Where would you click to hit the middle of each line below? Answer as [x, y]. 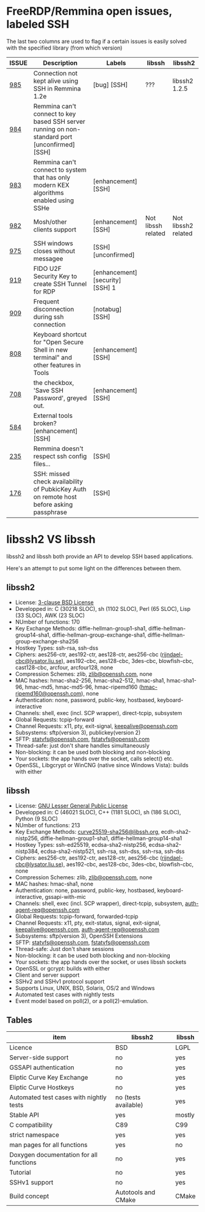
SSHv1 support [31, 1183]
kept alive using [56, 81]
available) [129, 1105]
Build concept [29, 1196]
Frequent [46, 301]
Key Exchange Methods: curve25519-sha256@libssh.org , [87, 831]
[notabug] [107, 309]
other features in [57, 365]
